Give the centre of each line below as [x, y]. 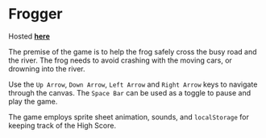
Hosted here [29, 36]
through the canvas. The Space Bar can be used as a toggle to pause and [130, 92]
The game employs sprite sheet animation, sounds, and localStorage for [129, 116]
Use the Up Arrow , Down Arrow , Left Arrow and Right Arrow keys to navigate [133, 84]
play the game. [33, 101]
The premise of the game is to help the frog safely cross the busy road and [133, 51]
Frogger [35, 14]
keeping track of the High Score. [62, 125]
